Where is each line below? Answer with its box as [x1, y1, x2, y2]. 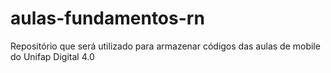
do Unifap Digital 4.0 [10, 50, 95, 62]
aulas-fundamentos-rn [10, 7, 205, 30]
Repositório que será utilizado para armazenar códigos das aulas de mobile [10, 40, 321, 52]
